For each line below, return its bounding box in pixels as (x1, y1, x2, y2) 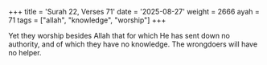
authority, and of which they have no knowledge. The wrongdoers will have (8, 39, 258, 49)
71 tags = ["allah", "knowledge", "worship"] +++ (8, 15, 166, 25)
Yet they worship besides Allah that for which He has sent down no (8, 31, 231, 40)
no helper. (8, 48, 42, 57)
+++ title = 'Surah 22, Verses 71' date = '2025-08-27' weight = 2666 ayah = (8, 7, 260, 16)
